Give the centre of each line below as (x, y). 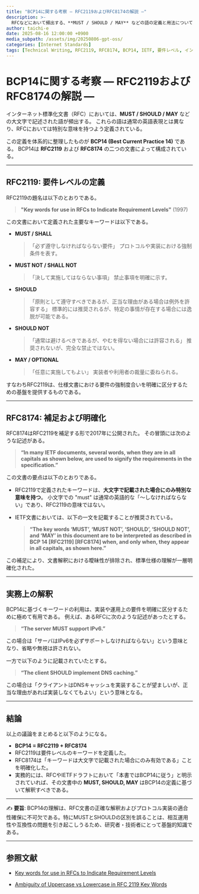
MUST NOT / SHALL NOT (46, 265)
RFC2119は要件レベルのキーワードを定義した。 (72, 753)
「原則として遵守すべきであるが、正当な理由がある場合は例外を (107, 301)
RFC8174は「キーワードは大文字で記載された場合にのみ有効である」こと (103, 760)
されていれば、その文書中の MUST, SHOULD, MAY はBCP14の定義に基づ (103, 782)
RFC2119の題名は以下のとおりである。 (53, 198)
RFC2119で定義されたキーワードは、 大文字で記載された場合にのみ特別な (103, 490)
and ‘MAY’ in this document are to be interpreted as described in (110, 536)
